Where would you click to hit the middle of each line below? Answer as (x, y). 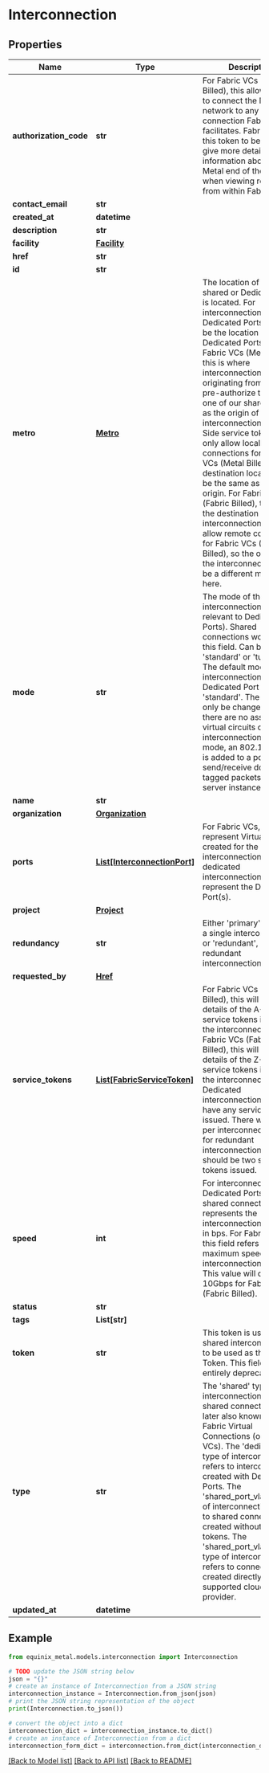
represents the (230, 1213)
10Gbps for (225, 1283)
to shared (221, 1516)
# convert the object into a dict (66, 1723)
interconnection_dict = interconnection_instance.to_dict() (111, 1730)
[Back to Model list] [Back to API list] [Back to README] (100, 1761)
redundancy (36, 943)
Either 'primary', (233, 923)
